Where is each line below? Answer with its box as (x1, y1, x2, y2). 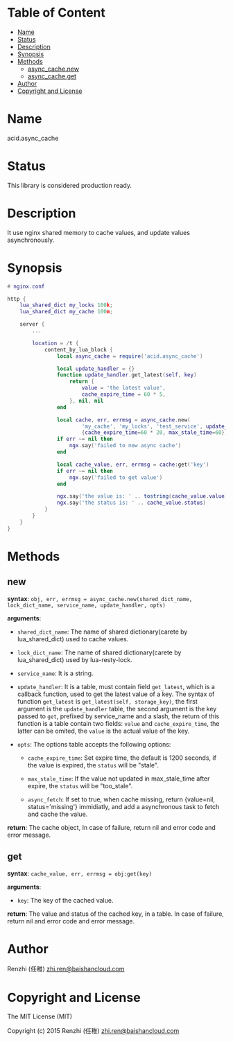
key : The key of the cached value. (17, 896, 114, 904)
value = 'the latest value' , (81, 385, 166, 392)
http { (7, 295, 26, 302)
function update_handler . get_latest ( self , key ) (56, 372, 197, 379)
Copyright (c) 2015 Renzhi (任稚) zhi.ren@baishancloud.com (7, 1027, 180, 1035)
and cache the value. (27, 810, 88, 818)
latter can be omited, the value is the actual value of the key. (17, 727, 190, 735)
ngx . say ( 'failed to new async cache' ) (69, 442, 182, 449)
